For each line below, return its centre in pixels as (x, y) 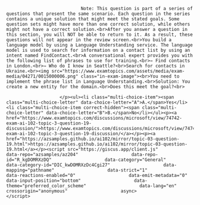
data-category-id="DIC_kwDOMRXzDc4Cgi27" (58, 165)
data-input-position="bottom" (44, 181)
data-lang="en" (158, 186)
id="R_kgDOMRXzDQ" (29, 160)
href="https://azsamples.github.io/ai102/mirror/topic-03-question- (93, 139)
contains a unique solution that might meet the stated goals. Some (93, 19)
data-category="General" (135, 160)
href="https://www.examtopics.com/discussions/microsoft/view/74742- (94, 118)
